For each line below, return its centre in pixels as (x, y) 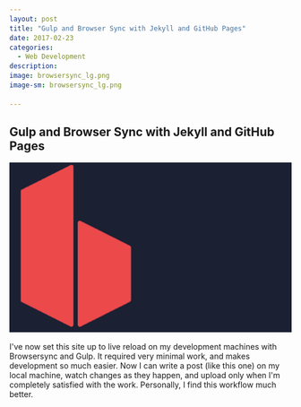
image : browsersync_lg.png (60, 76)
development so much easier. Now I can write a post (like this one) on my (145, 365)
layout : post (34, 19)
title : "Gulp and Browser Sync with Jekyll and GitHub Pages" (128, 28)
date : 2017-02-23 (42, 38)
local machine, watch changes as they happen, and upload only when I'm (145, 375)
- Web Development (52, 57)
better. (21, 394)
